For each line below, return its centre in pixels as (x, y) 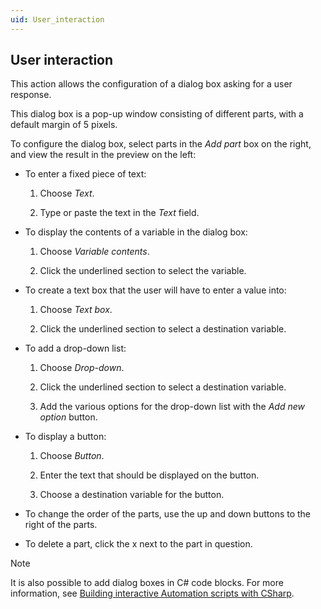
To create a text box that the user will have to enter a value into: (155, 290)
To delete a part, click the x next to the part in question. (138, 544)
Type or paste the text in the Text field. (119, 213)
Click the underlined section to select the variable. (143, 271)
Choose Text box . (76, 310)
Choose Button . (72, 456)
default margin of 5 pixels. (64, 125)
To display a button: (65, 437)
